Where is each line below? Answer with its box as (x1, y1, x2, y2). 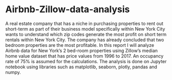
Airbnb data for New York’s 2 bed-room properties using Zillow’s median (5, 47, 158, 54)
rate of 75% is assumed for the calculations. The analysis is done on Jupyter (5, 58, 167, 64)
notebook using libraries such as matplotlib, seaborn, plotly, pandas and (5, 64, 158, 70)
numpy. (5, 69, 21, 75)
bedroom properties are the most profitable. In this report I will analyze (5, 42, 155, 48)
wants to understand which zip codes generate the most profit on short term (5, 31, 167, 37)
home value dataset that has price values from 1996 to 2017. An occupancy (5, 52, 164, 59)
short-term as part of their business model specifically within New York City (5, 25, 165, 32)
